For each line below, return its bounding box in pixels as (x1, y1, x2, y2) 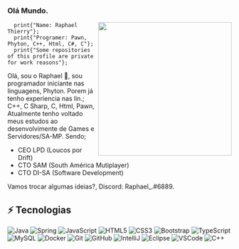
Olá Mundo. (7, 6, 48, 16)
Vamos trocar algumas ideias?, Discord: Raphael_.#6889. (7, 182, 175, 191)
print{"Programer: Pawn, (14, 34, 87, 41)
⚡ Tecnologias (7, 203, 72, 216)
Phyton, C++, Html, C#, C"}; (7, 41, 94, 48)
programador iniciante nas (7, 79, 85, 88)
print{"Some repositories (14, 47, 91, 54)
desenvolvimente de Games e (7, 124, 95, 133)
